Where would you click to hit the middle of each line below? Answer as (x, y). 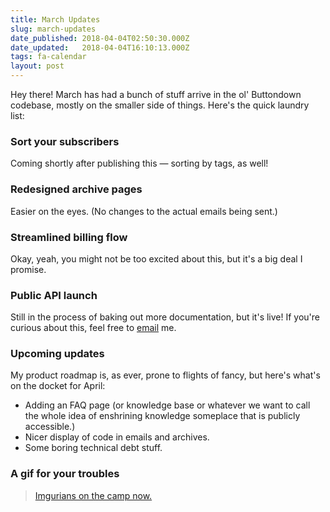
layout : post (37, 66)
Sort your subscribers (65, 141)
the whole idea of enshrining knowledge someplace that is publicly (162, 416)
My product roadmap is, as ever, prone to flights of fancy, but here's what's (165, 375)
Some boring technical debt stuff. (93, 448)
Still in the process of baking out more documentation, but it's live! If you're (165, 317)
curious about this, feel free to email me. (93, 328)
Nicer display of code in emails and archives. (117, 437)
